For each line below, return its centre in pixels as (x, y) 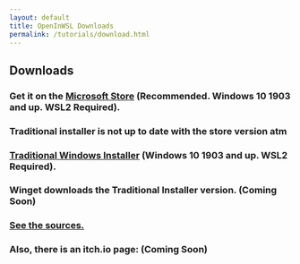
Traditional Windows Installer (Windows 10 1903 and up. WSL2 (149, 155)
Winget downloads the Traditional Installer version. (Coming (143, 191)
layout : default (39, 17)
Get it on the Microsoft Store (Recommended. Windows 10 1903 (150, 96)
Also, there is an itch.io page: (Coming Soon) (109, 250)
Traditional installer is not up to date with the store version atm (148, 131)
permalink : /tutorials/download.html (80, 34)
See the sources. (47, 226)
